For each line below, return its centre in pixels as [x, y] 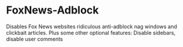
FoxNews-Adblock [53, 10]
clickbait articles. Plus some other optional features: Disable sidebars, [91, 32]
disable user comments [35, 39]
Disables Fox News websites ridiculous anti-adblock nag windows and [91, 26]
